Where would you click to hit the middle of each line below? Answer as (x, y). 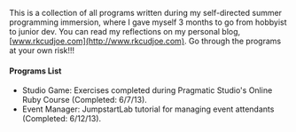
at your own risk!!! (42, 50)
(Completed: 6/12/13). (62, 119)
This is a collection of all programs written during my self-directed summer (145, 13)
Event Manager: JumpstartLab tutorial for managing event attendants (148, 109)
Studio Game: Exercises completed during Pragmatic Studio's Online (147, 90)
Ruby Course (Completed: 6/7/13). (85, 100)
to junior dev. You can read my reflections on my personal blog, (125, 31)
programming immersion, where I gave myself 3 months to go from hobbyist (148, 22)
